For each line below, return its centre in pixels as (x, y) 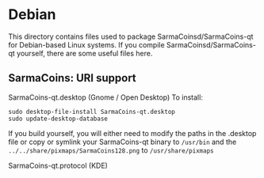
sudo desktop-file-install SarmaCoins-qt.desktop (92, 112)
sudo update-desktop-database (58, 119)
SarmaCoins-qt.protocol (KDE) (58, 165)
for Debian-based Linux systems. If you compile (86, 44)
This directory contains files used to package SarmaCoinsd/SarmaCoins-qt (131, 36)
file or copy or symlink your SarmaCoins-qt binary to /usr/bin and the (122, 142)
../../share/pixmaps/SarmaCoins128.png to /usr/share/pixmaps (111, 150)
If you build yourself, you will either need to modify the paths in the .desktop (132, 133)
